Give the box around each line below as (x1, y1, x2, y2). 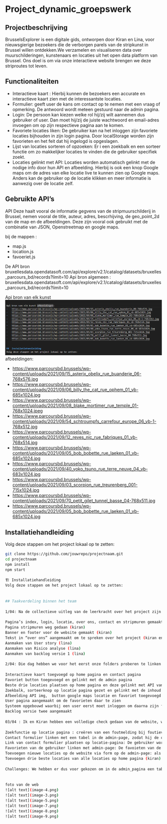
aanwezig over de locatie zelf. (12, 180, 74, 186)
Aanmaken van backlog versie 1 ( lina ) (5, 651, 85, 656)
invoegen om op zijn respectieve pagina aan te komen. (12, 122, 125, 128)
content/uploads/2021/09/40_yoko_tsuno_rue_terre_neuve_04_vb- (12, 466, 148, 472)
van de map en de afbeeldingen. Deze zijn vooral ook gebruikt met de (5, 218, 148, 224)
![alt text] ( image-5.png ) (5, 798, 59, 803)
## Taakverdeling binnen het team (5, 599, 77, 604)
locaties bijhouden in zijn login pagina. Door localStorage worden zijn (12, 133, 154, 139)
